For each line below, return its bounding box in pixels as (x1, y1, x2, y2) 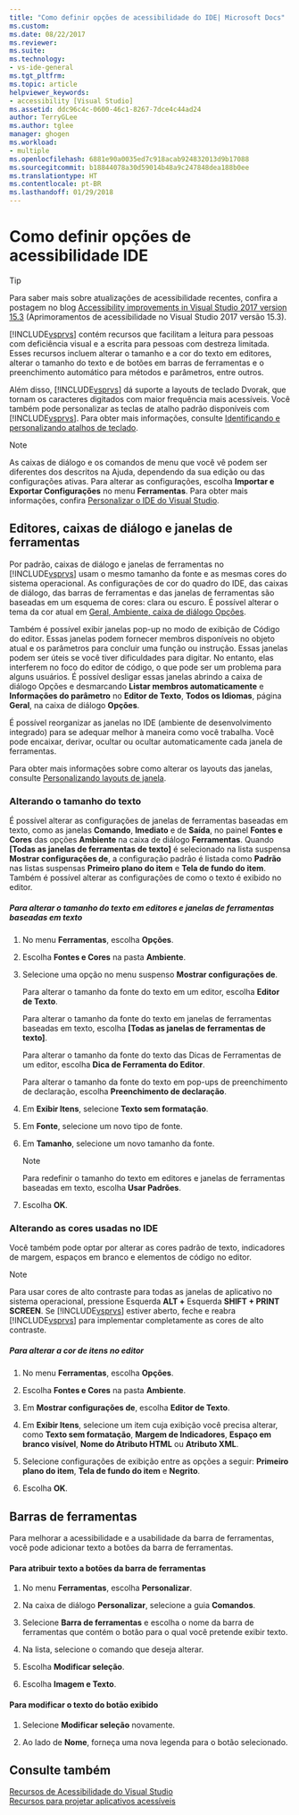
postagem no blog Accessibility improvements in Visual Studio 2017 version (9, 302, 287, 312)
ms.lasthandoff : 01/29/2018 (9, 188, 114, 197)
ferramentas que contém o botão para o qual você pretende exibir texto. (21, 1627, 288, 1638)
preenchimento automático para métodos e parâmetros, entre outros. (9, 366, 264, 377)
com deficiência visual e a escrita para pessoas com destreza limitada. (9, 338, 270, 349)
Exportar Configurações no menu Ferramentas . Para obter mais (9, 485, 248, 496)
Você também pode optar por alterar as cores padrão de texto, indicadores (9, 1242, 286, 1254)
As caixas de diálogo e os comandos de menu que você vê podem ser (9, 457, 268, 467)
